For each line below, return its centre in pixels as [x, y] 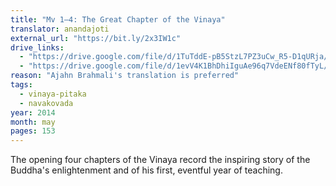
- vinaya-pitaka [53, 94]
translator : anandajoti [60, 29]
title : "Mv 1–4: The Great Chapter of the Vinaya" [118, 19]
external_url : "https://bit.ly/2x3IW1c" [96, 38]
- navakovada [46, 103]
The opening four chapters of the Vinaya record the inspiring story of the [160, 160]
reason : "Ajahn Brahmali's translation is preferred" [125, 76]
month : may [33, 122]
